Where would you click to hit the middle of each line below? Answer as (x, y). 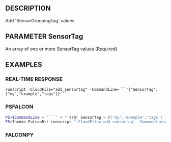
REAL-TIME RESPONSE (34, 79)
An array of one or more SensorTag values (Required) (61, 49)
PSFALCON (19, 107)
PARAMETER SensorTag (44, 37)
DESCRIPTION (28, 8)
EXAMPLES (24, 65)
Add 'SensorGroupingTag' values (40, 20)
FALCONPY (20, 135)
